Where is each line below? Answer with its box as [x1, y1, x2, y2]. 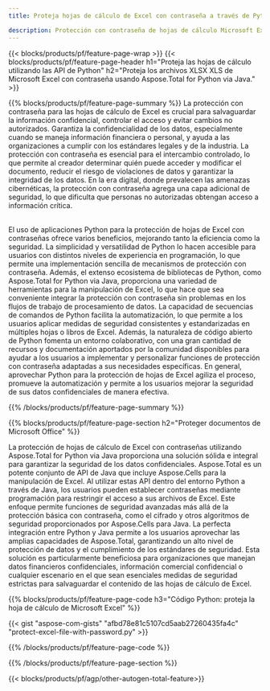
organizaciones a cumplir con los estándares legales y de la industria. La [8, 141, 249, 150]
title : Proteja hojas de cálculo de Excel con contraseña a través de [8, 11, 250, 20]
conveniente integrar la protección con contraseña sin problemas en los [8, 292, 247, 302]
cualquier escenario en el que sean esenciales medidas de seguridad [8, 570, 238, 579]
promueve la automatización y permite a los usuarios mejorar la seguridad [8, 378, 254, 388]
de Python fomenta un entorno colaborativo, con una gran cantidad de [8, 335, 242, 345]
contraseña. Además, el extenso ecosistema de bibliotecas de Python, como [8, 267, 262, 277]
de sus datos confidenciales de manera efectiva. [8, 386, 170, 396]
